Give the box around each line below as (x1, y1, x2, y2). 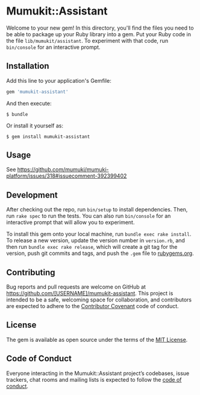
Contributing (6, 267, 55, 277)
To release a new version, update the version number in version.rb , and (6, 237, 186, 244)
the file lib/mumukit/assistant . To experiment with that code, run (6, 37, 169, 44)
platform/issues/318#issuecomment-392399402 (6, 172, 127, 179)
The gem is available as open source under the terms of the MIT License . (6, 336, 188, 343)
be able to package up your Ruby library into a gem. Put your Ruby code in (6, 30, 192, 37)
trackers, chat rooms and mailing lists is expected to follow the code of (6, 376, 182, 383)
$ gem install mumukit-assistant (6, 133, 90, 140)
